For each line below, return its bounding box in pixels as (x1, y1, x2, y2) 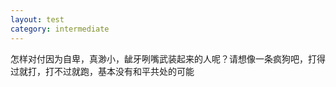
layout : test (10, 14, 65, 25)
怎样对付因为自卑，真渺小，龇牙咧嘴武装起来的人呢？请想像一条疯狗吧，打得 (10, 52, 326, 65)
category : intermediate (10, 24, 110, 34)
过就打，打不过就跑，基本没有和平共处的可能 (10, 65, 195, 77)
